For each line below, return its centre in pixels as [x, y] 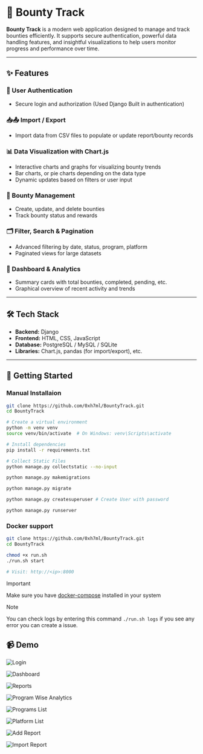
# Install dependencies [36, 444]
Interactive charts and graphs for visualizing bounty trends [88, 167]
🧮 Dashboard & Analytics [43, 269]
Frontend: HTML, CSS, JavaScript [58, 338]
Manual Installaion [34, 393]
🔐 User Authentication [39, 90]
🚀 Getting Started [40, 376]
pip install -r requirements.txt [48, 450]
